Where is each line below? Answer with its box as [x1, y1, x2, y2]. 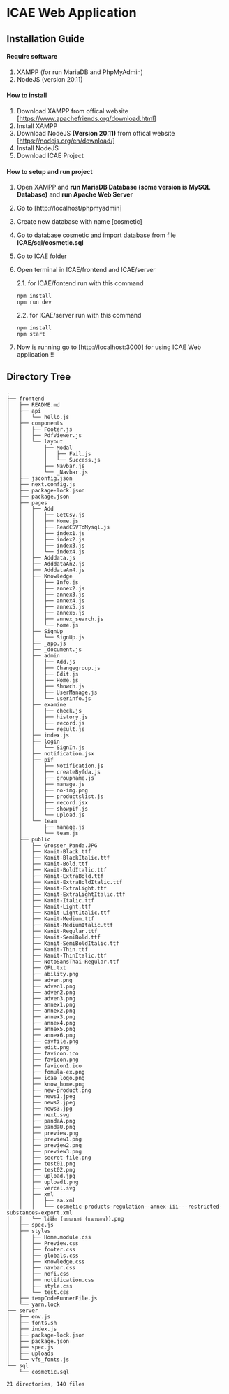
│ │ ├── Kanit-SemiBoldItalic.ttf [6, 940, 119, 947]
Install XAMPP [16, 121, 58, 130]
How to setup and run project [6, 167, 93, 176]
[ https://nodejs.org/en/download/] [16, 136, 116, 145]
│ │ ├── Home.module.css [6, 1234, 91, 1241]
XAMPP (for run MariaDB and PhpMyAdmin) [16, 68, 144, 76]
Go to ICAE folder [16, 252, 67, 260]
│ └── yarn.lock [6, 1301, 60, 1308]
